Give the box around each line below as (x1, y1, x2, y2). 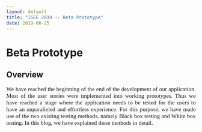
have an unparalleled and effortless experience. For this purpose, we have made (6, 106, 196, 113)
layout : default (6, 8, 47, 15)
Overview (6, 70, 44, 80)
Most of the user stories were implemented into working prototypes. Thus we (6, 92, 196, 100)
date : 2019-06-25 (6, 20, 50, 26)
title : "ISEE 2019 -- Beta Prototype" (6, 14, 103, 20)
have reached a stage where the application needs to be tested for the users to (6, 99, 196, 106)
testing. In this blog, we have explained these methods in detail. (6, 119, 153, 127)
